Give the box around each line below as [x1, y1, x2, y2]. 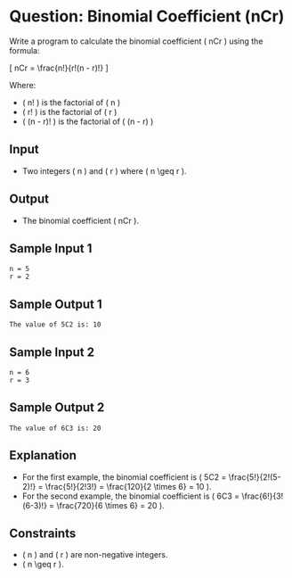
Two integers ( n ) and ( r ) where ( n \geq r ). [21, 165, 187, 176]
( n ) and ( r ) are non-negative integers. [21, 549, 168, 560]
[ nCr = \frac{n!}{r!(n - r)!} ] [9, 62, 109, 73]
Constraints [9, 526, 77, 541]
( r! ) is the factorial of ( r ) [21, 106, 118, 117]
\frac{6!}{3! [241, 491, 284, 501]
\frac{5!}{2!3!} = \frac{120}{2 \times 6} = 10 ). [45, 481, 212, 491]
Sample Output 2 [9, 400, 105, 416]
